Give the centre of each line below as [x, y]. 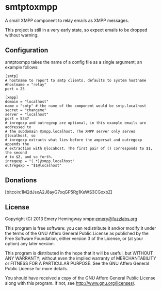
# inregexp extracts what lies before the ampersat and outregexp [73, 140]
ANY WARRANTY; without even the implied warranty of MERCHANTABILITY [81, 258]
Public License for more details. [37, 269]
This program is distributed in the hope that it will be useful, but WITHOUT [79, 253]
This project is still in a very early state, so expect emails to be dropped [76, 30]
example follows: [22, 67]
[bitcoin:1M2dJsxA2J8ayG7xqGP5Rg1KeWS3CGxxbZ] [59, 192]
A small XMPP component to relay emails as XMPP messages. [67, 20]
